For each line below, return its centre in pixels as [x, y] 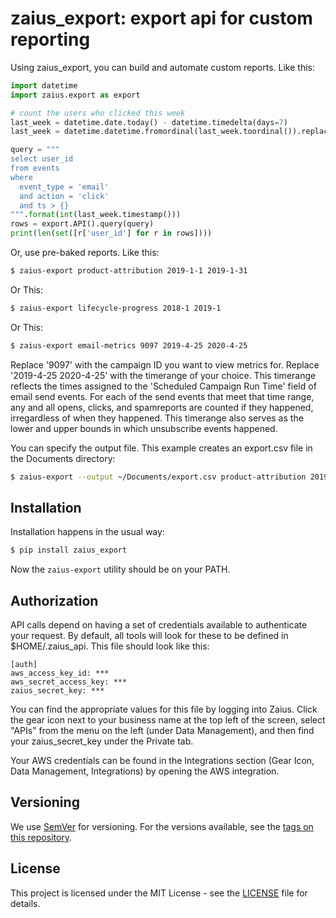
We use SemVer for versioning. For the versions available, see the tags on [162, 826]
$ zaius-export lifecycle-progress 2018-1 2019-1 [116, 308]
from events [35, 168]
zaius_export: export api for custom [161, 18]
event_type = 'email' [64, 187]
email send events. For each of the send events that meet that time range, [162, 396]
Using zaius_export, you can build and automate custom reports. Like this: [162, 67]
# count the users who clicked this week [98, 113]
